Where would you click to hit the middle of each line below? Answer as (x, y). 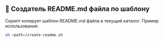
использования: (22, 26)
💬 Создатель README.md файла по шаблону (77, 9)
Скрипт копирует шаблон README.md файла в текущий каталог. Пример (82, 21)
